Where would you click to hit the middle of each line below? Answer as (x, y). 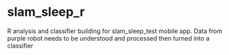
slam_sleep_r (46, 12)
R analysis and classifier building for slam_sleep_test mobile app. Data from (115, 31)
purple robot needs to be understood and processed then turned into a (109, 38)
